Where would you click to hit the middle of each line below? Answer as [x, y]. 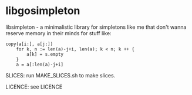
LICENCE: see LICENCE [34, 87]
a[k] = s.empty [45, 54]
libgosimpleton [43, 11]
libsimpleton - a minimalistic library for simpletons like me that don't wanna [96, 27]
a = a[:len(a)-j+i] [40, 65]
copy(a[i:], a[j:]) [29, 44]
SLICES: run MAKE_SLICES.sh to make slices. [60, 75]
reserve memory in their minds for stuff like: [59, 33]
